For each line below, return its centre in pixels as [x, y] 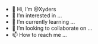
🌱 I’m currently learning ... [43, 22]
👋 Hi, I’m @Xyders [34, 9]
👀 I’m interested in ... [37, 15]
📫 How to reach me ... [39, 35]
